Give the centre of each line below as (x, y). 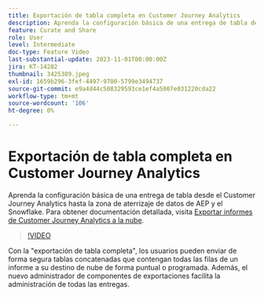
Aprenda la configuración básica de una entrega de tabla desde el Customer (132, 195)
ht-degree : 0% (31, 111)
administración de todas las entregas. (69, 284)
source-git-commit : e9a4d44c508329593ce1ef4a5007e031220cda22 (112, 89)
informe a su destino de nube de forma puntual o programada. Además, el (128, 267)
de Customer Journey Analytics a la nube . (76, 220)
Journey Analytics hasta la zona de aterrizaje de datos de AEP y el (115, 203)
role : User (26, 37)
